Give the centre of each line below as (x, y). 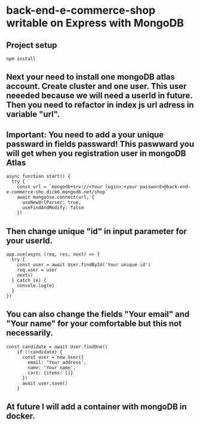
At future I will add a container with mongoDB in (96, 407)
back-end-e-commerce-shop (81, 10)
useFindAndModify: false (53, 208)
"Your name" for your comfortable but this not (94, 324)
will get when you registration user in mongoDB (96, 153)
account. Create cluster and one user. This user (96, 86)
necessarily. (30, 333)
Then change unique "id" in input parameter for (96, 231)
